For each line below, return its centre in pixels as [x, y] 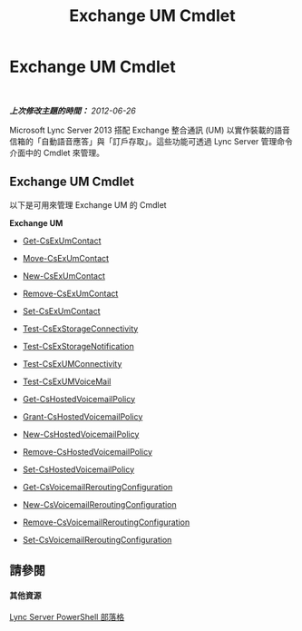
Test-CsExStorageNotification [78, 346]
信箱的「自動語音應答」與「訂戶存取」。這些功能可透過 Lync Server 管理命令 [151, 141]
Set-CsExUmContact [62, 311]
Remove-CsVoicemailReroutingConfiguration [106, 522]
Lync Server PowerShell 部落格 [67, 617]
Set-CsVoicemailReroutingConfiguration [97, 539]
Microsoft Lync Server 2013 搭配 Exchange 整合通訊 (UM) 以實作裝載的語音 [150, 130]
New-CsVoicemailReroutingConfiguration [99, 504]
